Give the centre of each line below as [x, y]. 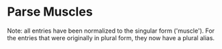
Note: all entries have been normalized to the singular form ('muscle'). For [111, 31]
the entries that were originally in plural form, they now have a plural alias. [111, 37]
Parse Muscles [50, 12]
